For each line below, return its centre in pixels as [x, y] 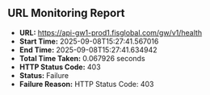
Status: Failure [44, 75]
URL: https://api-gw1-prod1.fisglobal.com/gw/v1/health [111, 32]
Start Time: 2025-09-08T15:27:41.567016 [89, 41]
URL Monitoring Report [67, 13]
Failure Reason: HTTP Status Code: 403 [86, 84]
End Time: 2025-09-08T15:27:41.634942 [88, 50]
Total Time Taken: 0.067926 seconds [82, 58]
